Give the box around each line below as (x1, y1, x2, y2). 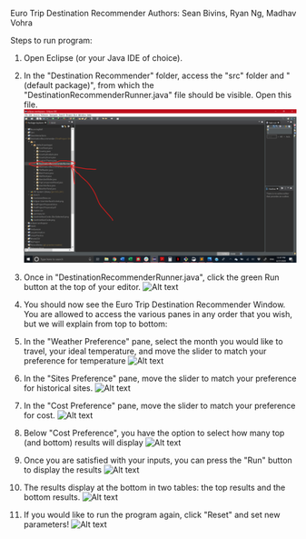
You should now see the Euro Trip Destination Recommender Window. (23, 299, 286, 310)
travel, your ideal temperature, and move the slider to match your (23, 345, 267, 357)
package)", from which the (54, 80, 155, 90)
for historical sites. (23, 383, 94, 394)
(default (23, 80, 54, 90)
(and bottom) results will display (23, 437, 143, 448)
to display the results (23, 464, 103, 475)
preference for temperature (23, 355, 126, 366)
